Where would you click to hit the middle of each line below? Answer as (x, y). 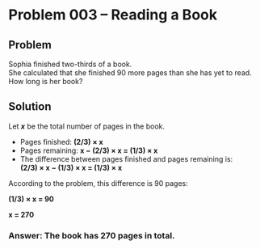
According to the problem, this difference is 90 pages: (98, 183)
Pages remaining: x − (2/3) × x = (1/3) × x (89, 150)
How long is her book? (46, 81)
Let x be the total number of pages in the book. (87, 126)
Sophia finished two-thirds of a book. (70, 64)
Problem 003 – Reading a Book (113, 15)
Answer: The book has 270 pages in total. (92, 235)
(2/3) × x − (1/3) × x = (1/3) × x (71, 167)
